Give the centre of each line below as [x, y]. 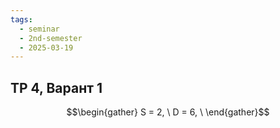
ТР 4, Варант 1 [56, 87]
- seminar [39, 29]
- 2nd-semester [51, 38]
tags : [21, 19]
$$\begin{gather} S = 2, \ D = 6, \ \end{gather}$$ [168, 112]
